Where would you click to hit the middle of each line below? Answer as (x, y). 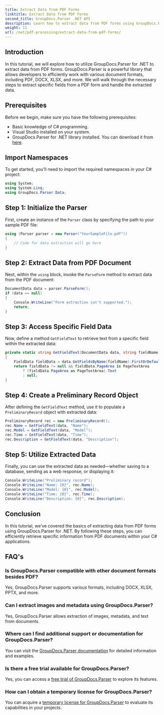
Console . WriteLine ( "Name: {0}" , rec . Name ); (50, 485)
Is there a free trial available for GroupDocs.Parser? (67, 669)
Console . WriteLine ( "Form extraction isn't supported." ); (73, 302)
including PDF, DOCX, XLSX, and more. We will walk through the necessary (81, 79)
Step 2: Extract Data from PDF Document (68, 263)
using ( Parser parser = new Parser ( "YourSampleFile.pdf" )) (66, 234)
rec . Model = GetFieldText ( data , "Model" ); (49, 430)
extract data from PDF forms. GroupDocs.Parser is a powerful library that (79, 69)
